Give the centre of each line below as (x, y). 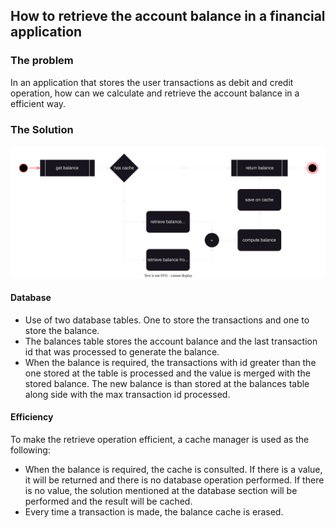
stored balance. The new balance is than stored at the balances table (167, 383)
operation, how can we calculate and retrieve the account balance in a (155, 93)
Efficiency (32, 417)
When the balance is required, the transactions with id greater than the (170, 362)
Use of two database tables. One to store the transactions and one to (167, 320)
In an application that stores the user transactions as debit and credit (152, 82)
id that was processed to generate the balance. (122, 351)
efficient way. (38, 103)
